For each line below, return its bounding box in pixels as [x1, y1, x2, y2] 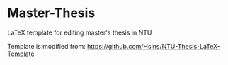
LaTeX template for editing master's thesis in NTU [7, 28, 152, 37]
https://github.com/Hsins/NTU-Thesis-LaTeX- [87, 42, 221, 50]
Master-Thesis [7, 5, 96, 21]
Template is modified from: [7, 42, 86, 50]
